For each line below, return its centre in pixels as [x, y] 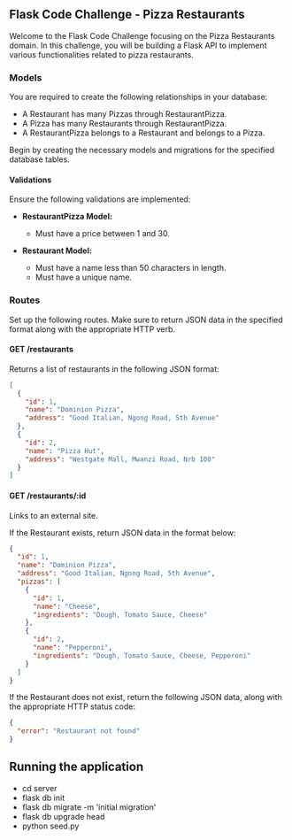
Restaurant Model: [57, 250]
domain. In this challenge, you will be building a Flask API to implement [138, 45]
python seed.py [50, 826]
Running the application [77, 767]
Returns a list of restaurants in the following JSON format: [114, 369]
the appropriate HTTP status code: [72, 706]
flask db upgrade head [63, 816]
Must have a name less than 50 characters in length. [131, 268]
